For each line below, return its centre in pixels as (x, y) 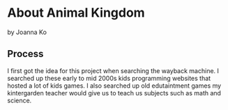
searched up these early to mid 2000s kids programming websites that (109, 78)
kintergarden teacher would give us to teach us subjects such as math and (114, 93)
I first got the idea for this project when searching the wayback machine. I (113, 70)
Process (25, 54)
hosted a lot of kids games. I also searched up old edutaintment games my (114, 86)
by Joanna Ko (27, 32)
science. (20, 100)
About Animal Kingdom (76, 13)
